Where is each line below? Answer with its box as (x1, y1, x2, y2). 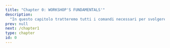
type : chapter (5, 30, 35, 35)
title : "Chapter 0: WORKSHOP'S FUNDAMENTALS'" (5, 7, 105, 12)
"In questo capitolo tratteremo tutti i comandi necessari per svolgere (10, 16, 166, 21)
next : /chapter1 (5, 26, 39, 31)
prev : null (5, 21, 28, 26)
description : (5, 12, 33, 17)
